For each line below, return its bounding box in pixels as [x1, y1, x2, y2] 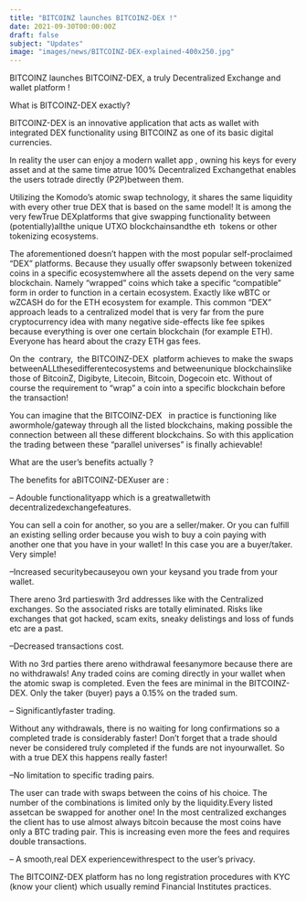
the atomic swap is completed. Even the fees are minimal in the [9, 678, 248, 689]
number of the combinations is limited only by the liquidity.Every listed [9, 797, 274, 809]
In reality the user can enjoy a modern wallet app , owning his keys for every [9, 154, 297, 165]
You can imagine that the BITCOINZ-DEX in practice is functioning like [9, 410, 277, 421]
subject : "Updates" [9, 38, 84, 48]
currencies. [9, 137, 53, 148]
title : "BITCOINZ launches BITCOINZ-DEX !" [9, 13, 178, 23]
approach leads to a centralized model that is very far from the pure [9, 307, 265, 318]
